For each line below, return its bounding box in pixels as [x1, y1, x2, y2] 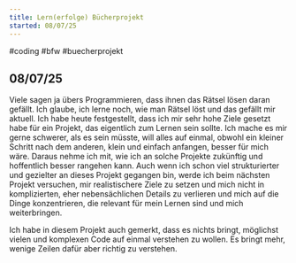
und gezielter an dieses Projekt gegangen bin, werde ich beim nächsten [9, 170, 270, 181]
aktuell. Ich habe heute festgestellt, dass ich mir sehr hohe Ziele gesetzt [9, 113, 271, 124]
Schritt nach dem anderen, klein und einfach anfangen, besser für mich [9, 142, 269, 152]
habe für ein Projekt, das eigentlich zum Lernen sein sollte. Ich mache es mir [9, 123, 288, 134]
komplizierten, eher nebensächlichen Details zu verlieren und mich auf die [9, 189, 279, 199]
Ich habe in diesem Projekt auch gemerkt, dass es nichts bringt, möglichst [9, 225, 279, 236]
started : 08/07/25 [9, 21, 77, 30]
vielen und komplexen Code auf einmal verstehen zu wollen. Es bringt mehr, [9, 234, 285, 244]
